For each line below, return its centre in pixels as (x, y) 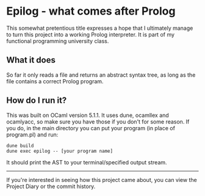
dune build (20, 145)
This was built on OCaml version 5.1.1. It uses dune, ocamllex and (88, 115)
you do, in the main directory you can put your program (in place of (91, 128)
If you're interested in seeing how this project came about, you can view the (102, 180)
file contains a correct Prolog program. (55, 81)
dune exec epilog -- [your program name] (60, 151)
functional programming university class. (58, 41)
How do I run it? (37, 101)
